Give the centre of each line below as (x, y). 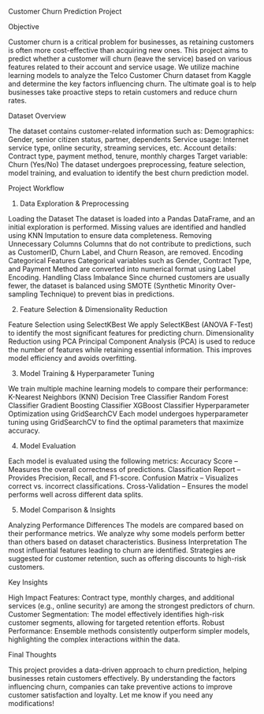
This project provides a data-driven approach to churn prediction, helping (128, 670)
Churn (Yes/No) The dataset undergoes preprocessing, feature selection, (127, 164)
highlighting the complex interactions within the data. (94, 639)
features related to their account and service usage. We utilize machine (124, 67)
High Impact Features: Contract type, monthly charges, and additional (121, 597)
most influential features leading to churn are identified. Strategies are (122, 550)
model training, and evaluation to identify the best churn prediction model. (128, 173)
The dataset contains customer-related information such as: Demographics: (131, 131)
